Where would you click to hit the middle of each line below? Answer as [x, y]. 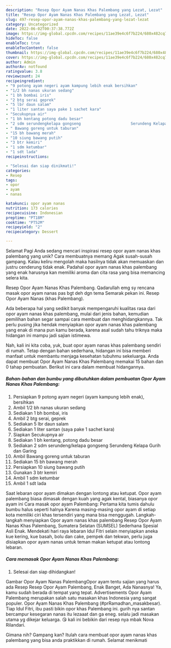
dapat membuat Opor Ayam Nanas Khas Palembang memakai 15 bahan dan [85, 361]
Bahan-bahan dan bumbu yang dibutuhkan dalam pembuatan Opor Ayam [86, 378]
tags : [11, 180]
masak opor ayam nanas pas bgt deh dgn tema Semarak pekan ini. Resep [82, 293]
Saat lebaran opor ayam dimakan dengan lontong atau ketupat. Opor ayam [84, 493]
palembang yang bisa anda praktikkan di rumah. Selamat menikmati [77, 640]
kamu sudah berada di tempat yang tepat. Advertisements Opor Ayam [79, 592]
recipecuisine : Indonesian [34, 213]
